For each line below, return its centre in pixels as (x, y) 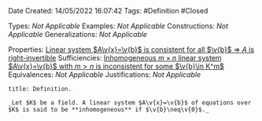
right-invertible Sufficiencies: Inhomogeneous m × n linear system (115, 58)
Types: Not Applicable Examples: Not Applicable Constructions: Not (118, 26)
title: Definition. (40, 89)
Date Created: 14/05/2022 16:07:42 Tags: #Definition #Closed (108, 11)
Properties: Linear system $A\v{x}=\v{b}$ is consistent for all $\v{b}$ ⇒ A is (131, 49)
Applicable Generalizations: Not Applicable (78, 34)
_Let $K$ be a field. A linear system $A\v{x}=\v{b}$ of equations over (130, 103)
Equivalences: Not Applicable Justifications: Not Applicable (105, 75)
